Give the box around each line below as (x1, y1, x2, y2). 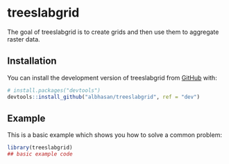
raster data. (7, 35, 40, 43)
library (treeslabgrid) (7, 144, 73, 152)
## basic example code (7, 151, 73, 158)
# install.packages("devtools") (7, 86, 101, 94)
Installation (7, 55, 57, 67)
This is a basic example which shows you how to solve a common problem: (7, 131, 222, 139)
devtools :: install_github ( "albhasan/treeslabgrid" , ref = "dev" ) (7, 93, 200, 100)
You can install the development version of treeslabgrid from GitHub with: (7, 73, 217, 82)
